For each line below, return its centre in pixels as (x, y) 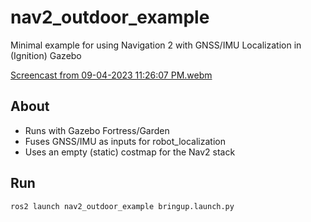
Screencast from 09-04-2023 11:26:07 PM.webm (111, 75)
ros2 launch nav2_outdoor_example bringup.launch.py (122, 206)
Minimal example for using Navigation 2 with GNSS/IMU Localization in (156, 45)
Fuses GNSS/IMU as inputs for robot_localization (125, 141)
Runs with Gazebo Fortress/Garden (97, 130)
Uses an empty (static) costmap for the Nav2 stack (130, 152)
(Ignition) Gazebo (46, 55)
